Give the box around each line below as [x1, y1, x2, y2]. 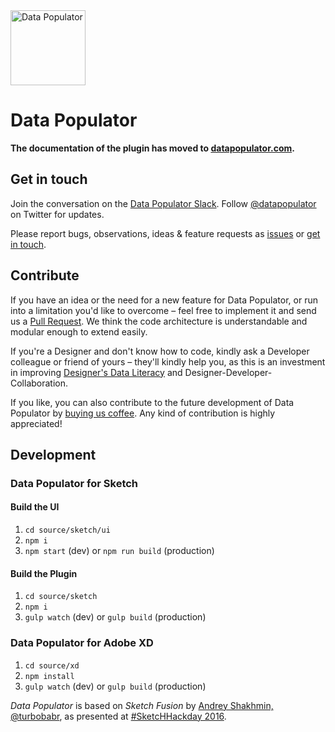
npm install [24, 671, 75, 681]
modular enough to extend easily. [10, 325, 148, 338]
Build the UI [10, 501, 60, 513]
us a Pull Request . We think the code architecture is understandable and [10, 315, 308, 327]
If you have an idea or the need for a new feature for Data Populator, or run [10, 294, 318, 306]
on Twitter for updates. [10, 208, 105, 220]
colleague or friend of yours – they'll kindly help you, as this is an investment [10, 355, 326, 368]
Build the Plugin [10, 567, 78, 579]
